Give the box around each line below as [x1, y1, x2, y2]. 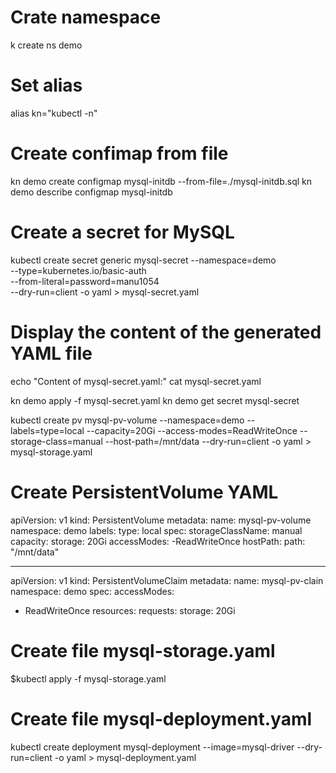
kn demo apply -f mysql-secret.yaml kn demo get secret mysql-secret [10, 394, 300, 406]
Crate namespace [10, 6, 162, 29]
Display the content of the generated [10, 321, 322, 343]
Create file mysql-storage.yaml [10, 639, 276, 662]
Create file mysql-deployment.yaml [10, 707, 313, 730]
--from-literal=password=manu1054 [10, 275, 160, 287]
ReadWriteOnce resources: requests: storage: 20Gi [24, 604, 236, 616]
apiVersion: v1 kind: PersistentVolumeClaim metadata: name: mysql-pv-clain [10, 574, 324, 586]
